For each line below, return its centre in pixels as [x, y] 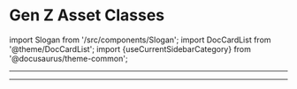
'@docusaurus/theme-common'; [69, 58]
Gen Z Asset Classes [87, 15]
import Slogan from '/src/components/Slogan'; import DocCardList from [140, 40]
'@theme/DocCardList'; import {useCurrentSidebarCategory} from [130, 48]
